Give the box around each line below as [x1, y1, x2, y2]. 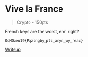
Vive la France [5, 3, 64, 14]
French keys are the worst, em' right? [5, 28, 79, 34]
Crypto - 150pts [16, 19, 48, 25]
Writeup [5, 46, 21, 52]
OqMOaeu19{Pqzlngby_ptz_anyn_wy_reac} [5, 38, 83, 43]
